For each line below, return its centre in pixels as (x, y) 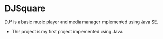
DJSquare (25, 9)
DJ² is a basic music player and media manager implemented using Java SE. (81, 22)
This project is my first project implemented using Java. (68, 31)
